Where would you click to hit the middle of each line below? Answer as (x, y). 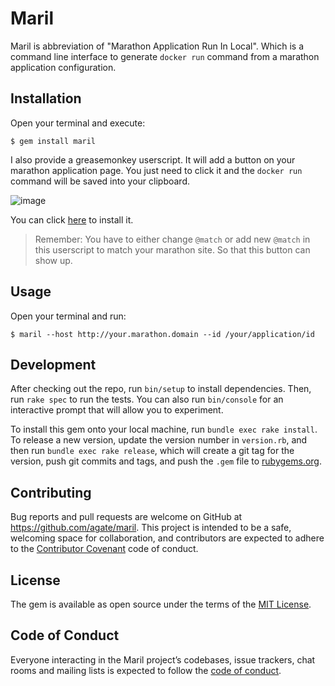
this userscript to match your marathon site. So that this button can (172, 249)
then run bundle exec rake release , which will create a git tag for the (152, 451)
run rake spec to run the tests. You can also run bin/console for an (147, 399)
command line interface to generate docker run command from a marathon (165, 56)
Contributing (51, 492)
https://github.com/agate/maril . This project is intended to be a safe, (151, 528)
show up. (53, 260)
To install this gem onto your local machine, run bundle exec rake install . (164, 429)
